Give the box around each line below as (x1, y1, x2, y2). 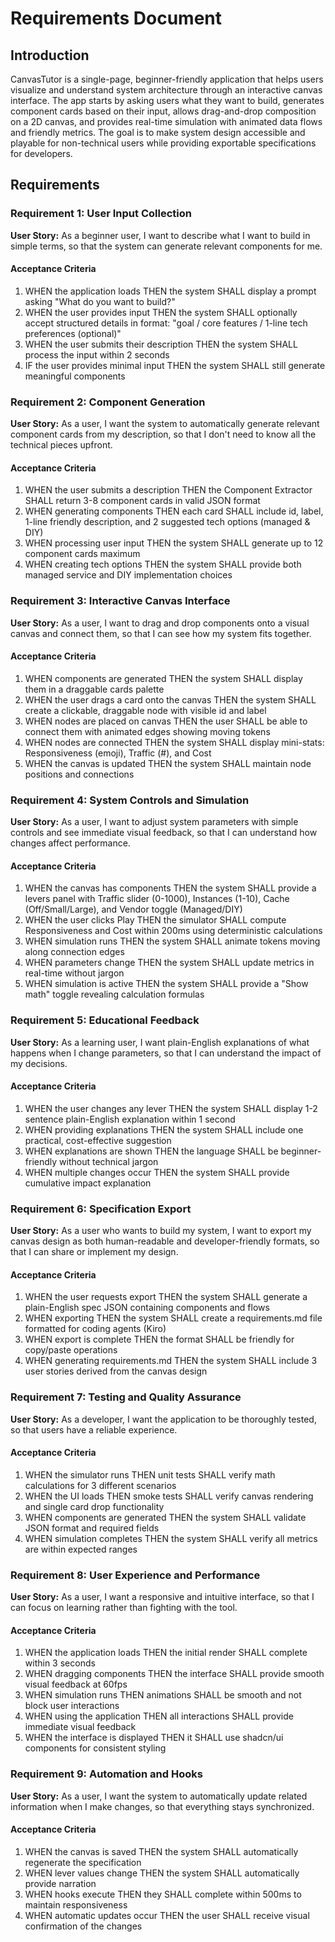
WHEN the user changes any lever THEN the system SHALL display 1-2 (24, 1102, 318, 1114)
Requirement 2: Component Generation (10, 395, 206, 409)
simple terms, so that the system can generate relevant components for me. (10, 240, 323, 252)
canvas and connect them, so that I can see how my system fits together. (10, 627, 312, 639)
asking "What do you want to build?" (24, 295, 176, 307)
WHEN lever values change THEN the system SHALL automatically (24, 1867, 300, 1879)
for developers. (10, 148, 73, 159)
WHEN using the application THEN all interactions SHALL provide (24, 1710, 294, 1722)
